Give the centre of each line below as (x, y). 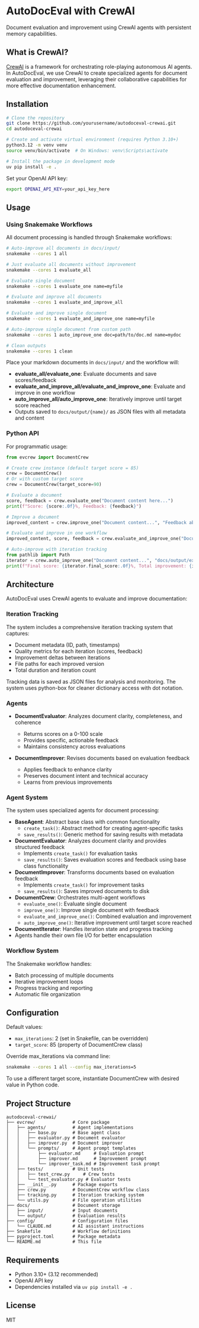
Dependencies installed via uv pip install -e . (74, 1286)
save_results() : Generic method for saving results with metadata (103, 834)
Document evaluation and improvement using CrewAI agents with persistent (99, 27)
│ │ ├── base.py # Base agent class (63, 1133)
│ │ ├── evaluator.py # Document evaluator (66, 1138)
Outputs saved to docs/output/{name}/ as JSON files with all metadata (100, 412)
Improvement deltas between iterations (62, 657)
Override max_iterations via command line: (58, 1056)
